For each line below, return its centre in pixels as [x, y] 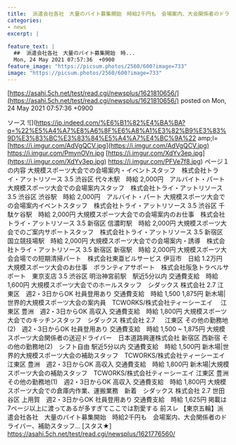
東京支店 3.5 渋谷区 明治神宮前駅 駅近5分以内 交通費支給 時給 [125, 276]
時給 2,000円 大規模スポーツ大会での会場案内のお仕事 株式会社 [131, 214]
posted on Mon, [204, 100]
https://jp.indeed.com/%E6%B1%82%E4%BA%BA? [110, 122]
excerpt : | [23, 33]
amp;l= [208, 138]
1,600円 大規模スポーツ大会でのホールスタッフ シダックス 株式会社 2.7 [112, 285]
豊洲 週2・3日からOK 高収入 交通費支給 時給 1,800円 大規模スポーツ [124, 311]
